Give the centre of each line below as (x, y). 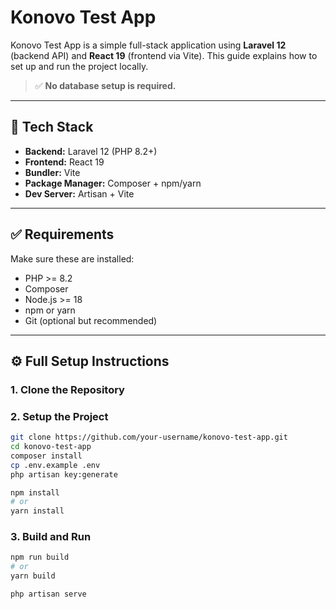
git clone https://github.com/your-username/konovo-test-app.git (149, 437)
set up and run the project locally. (79, 66)
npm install (35, 492)
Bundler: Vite (52, 172)
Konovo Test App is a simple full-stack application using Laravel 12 (148, 45)
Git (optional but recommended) (91, 320)
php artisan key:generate (64, 474)
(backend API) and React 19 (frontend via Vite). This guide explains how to (164, 55)
